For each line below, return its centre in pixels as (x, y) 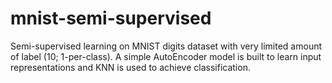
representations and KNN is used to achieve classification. (130, 67)
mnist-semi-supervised (111, 18)
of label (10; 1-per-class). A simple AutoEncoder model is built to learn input (166, 56)
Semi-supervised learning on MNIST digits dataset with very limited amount (166, 46)
